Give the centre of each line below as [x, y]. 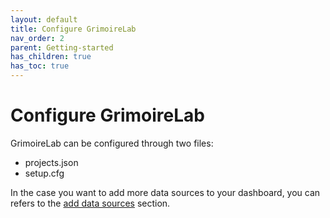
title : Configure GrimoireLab [73, 29]
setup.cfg [44, 173]
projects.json [51, 162]
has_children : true [51, 57]
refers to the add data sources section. [90, 203]
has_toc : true [40, 66]
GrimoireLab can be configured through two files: [112, 143]
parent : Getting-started [62, 47]
